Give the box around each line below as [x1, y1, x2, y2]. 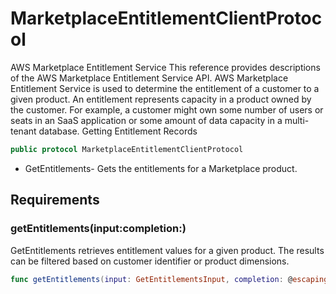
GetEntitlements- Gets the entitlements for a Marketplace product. [24, 162, 298, 174]
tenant [10, 125, 37, 137]
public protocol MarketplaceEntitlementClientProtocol [10, 144, 244, 154]
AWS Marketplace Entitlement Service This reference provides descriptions [10, 61, 321, 73]
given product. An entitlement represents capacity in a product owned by [10, 93, 312, 105]
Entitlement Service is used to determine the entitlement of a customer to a [10, 82, 320, 94]
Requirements [10, 192, 100, 209]
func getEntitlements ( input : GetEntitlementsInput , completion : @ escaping [10, 274, 329, 284]
